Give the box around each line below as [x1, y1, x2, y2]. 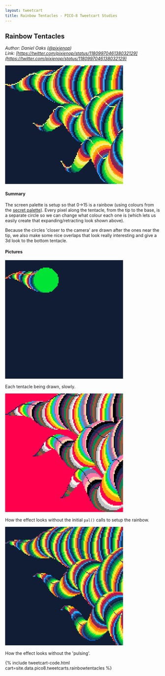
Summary [5, 191, 26, 197]
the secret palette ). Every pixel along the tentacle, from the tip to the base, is [5, 207, 160, 213]
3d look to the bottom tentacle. [5, 238, 68, 243]
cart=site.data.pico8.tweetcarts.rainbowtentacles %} [5, 665, 112, 671]
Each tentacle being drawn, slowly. [5, 383, 76, 390]
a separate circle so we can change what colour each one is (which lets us [5, 212, 156, 218]
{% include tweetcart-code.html [5, 660, 70, 666]
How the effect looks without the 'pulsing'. [5, 650, 91, 656]
